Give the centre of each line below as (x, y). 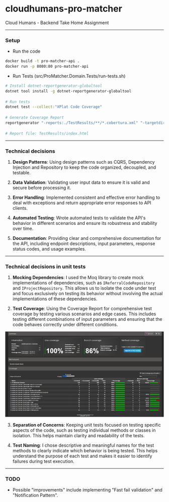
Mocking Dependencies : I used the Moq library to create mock (78, 278)
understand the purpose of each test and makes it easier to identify (82, 456)
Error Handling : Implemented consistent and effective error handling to (86, 198)
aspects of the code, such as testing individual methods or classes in (84, 430)
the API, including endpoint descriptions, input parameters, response (84, 243)
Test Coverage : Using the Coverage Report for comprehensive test (82, 309)
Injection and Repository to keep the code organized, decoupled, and (84, 167)
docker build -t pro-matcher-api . (43, 61)
